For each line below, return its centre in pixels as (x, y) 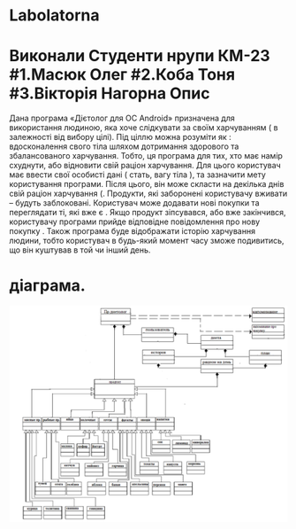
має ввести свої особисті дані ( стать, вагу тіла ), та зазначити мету (138, 175)
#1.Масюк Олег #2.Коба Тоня (122, 75)
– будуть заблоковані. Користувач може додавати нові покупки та (134, 203)
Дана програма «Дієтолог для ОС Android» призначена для (122, 118)
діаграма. (47, 286)
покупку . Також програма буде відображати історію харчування (133, 231)
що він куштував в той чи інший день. (80, 250)
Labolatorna (54, 16)
